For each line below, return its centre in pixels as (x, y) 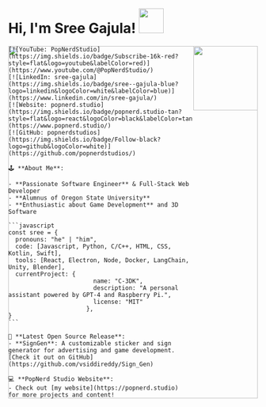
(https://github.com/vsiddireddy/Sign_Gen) (81, 364)
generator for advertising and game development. (92, 350)
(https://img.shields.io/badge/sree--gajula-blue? (93, 84)
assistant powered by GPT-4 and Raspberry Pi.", (90, 295)
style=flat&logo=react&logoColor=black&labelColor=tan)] (104, 119)
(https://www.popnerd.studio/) (60, 126)
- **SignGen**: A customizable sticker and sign (90, 343)
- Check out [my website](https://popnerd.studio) (93, 388)
